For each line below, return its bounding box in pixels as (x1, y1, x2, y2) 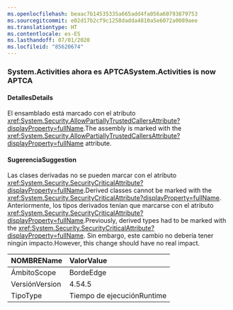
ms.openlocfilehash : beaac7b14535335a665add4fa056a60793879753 (7, 10, 198, 18)
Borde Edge (69, 267, 107, 277)
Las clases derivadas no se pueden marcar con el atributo (7, 171, 177, 179)
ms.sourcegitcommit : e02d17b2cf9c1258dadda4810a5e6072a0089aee (7, 17, 198, 24)
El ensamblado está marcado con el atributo (7, 109, 136, 118)
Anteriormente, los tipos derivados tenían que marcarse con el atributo (7, 201, 214, 210)
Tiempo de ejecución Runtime (69, 291, 167, 301)
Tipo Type (11, 291, 42, 301)
